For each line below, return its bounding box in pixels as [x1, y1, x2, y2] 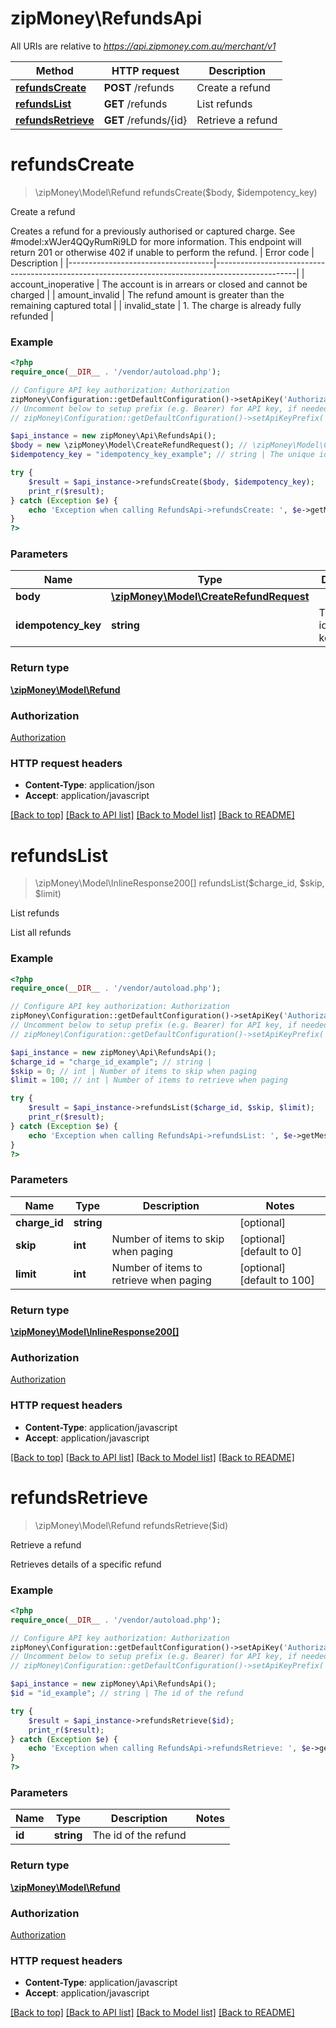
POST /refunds [103, 80, 175, 94]
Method [35, 63, 74, 77]
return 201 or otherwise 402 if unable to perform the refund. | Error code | [10, 246, 315, 258]
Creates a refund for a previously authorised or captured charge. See [10, 225, 296, 237]
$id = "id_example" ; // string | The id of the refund [10, 1688, 244, 1699]
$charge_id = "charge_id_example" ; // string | [10, 1057, 213, 1067]
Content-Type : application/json [24, 779, 155, 791]
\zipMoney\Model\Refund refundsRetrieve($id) [34, 1519, 229, 1531]
